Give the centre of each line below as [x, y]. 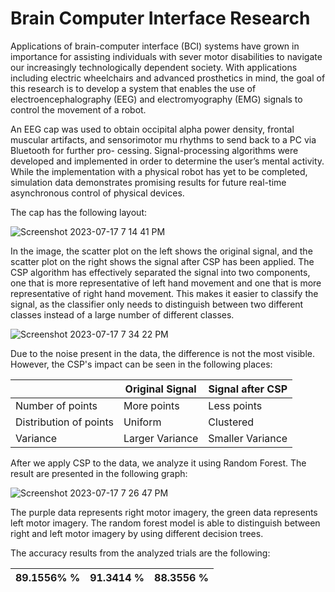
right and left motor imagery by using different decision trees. [137, 533]
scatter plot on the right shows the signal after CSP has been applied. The [162, 261]
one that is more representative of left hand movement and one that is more [166, 283]
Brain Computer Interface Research [160, 18]
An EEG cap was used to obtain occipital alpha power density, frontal [152, 129]
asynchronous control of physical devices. [97, 193]
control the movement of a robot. [78, 109]
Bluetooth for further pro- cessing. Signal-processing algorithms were [154, 150]
